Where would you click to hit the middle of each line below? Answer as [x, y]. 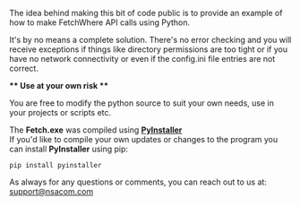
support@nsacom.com [51, 191]
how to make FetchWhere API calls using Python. [100, 22]
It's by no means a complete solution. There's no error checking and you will [150, 40]
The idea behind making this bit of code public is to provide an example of [146, 13]
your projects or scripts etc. [60, 112]
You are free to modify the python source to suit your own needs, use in [142, 103]
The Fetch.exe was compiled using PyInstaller [96, 130]
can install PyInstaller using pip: [69, 149]
